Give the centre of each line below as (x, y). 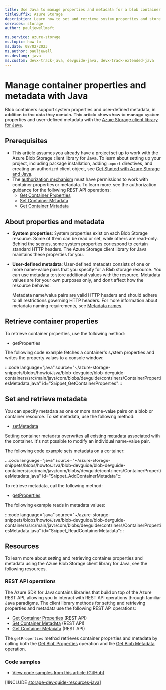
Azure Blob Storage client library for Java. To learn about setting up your (86, 158)
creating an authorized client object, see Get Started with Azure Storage (86, 169)
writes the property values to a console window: (54, 358)
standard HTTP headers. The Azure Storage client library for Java (80, 249)
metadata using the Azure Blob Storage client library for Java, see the (76, 564)
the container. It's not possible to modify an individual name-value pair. (78, 441)
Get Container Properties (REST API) (50, 618)
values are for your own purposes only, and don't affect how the (78, 280)
